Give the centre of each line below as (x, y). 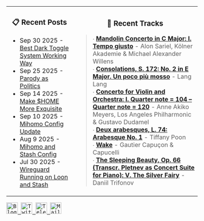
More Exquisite (41, 109)
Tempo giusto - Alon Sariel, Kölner (143, 46)
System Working (43, 55)
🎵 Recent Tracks (135, 23)
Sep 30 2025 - (42, 40)
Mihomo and (38, 146)
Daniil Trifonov (113, 183)
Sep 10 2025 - (42, 116)
